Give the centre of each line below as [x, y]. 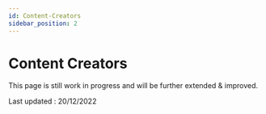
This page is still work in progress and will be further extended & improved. [133, 86]
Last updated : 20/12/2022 [53, 101]
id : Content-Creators [45, 16]
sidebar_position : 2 [43, 23]
